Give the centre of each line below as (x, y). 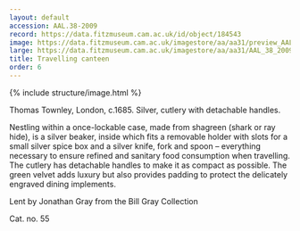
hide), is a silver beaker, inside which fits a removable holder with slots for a (149, 136)
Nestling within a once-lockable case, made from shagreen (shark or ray (142, 127)
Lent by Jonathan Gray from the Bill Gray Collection (104, 201)
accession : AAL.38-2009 (54, 26)
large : (21, 51)
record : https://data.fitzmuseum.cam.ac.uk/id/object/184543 (125, 34)
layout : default (39, 17)
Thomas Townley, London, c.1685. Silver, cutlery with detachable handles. (145, 110)
